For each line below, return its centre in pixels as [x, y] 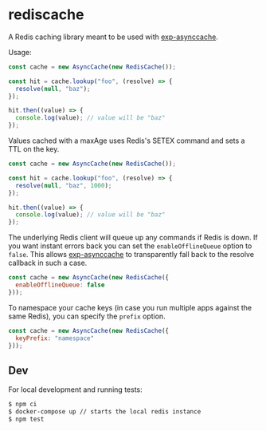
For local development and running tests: [75, 389]
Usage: [20, 52]
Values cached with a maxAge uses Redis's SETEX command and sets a [127, 140]
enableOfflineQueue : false [60, 285]
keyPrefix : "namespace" [55, 338]
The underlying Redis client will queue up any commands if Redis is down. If [133, 238]
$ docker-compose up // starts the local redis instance [105, 412]
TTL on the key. [34, 149]
